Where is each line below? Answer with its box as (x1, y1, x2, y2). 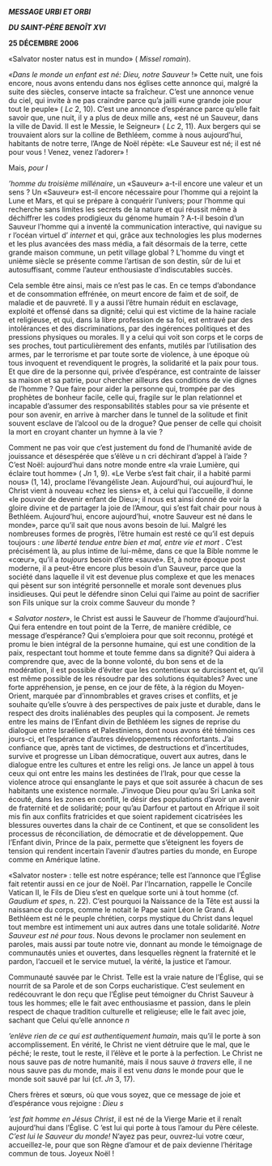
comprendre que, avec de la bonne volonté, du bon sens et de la (8, 657, 224, 666)
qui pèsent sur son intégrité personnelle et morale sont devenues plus (8, 581, 242, 590)
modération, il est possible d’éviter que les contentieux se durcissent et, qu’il (8, 665, 264, 675)
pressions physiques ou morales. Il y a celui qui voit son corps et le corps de (8, 332, 264, 341)
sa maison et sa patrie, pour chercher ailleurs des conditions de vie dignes (8, 375, 257, 384)
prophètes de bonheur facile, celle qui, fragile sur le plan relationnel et (8, 392, 243, 402)
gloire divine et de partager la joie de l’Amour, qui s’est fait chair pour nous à (8, 503, 262, 512)
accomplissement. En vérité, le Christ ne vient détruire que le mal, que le (8, 1040, 250, 1049)
